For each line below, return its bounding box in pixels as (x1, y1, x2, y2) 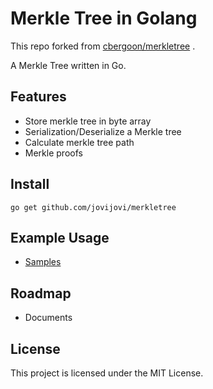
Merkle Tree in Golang (10, 7, 198, 30)
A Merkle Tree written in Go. (10, 59, 127, 71)
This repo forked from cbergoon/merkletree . (10, 40, 196, 52)
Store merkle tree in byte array (24, 115, 152, 127)
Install (10, 176, 50, 193)
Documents (24, 312, 73, 324)
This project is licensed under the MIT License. (10, 367, 204, 379)
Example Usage (10, 229, 110, 246)
